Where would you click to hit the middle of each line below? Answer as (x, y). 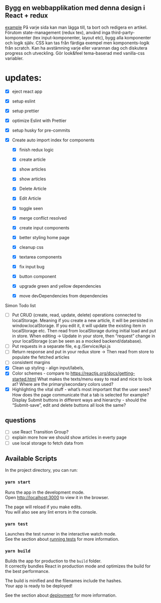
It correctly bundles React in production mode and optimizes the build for (78, 566)
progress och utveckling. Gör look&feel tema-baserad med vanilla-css (75, 53)
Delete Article (33, 189)
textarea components (40, 257)
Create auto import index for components (53, 140)
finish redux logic (37, 150)
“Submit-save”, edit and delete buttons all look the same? (69, 405)
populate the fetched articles (41, 357)
